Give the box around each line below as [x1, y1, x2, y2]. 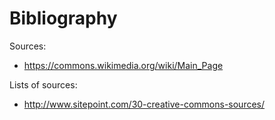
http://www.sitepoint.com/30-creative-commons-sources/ [23, 98, 266, 110]
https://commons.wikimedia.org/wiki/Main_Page [23, 59, 224, 71]
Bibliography [9, 7, 118, 30]
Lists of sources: [9, 78, 78, 91]
